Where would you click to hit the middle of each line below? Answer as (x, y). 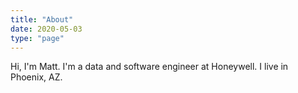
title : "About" (42, 19)
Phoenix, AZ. (36, 77)
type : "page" (37, 38)
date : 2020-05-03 (46, 29)
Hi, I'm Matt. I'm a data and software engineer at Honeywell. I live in (149, 67)
